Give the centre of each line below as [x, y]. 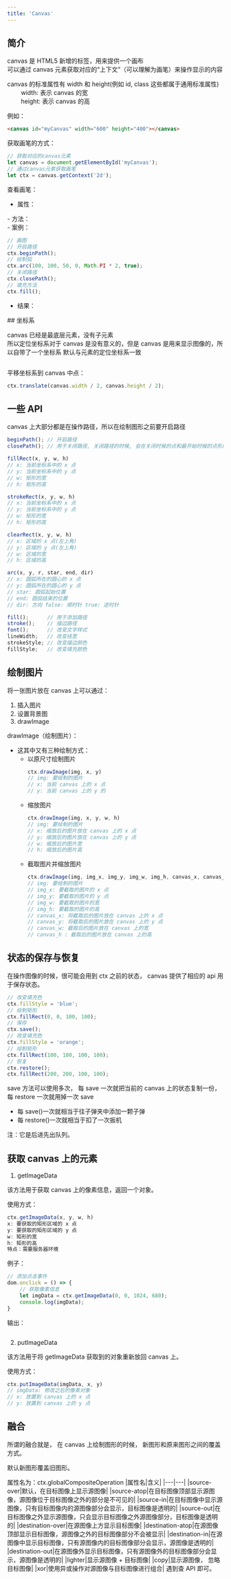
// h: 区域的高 [27, 561]
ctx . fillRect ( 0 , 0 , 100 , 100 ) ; [52, 1016]
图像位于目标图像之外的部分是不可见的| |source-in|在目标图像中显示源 [124, 1499]
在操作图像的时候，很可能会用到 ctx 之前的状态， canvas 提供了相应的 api [111, 976]
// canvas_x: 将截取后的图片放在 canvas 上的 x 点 [95, 916]
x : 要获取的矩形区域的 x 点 [42, 1224]
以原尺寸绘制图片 [52, 759]
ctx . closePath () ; [32, 279]
